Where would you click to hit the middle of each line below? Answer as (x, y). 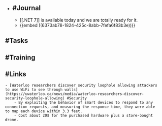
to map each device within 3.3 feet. (44, 111)
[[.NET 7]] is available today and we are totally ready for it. (79, 20)
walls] (71, 90)
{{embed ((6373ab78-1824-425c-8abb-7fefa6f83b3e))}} (77, 25)
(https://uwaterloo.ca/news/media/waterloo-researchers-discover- (75, 94)
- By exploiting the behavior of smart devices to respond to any (83, 103)
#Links (16, 74)
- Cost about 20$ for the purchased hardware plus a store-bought (83, 116)
